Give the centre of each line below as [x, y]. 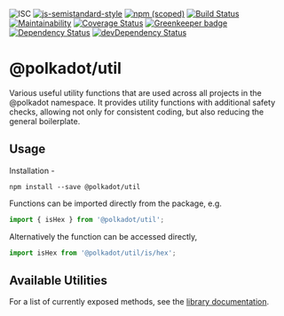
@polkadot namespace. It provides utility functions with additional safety [142, 102]
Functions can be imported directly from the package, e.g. [115, 203]
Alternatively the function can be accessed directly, [103, 236]
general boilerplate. [45, 121]
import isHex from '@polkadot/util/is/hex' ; [93, 253]
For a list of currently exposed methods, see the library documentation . [139, 302]
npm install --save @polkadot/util [75, 186]
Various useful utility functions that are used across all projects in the [135, 92]
